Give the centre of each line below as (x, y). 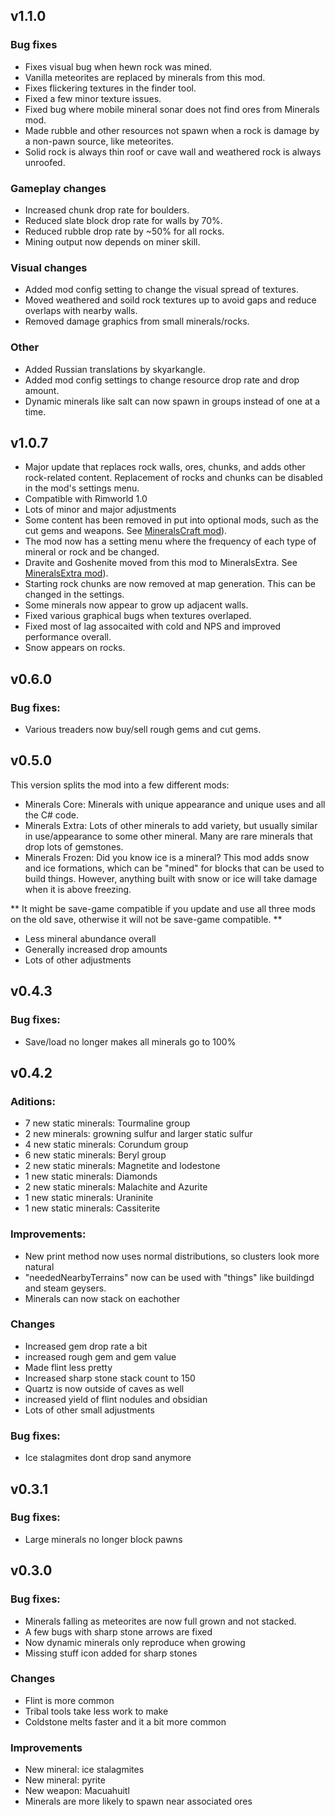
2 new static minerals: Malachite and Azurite (116, 1187)
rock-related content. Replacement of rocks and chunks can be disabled (173, 478)
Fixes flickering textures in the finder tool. (110, 88)
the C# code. (51, 815)
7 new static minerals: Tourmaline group (107, 1123)
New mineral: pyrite (65, 1780)
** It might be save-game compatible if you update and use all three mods (163, 908)
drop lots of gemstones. (74, 846)
